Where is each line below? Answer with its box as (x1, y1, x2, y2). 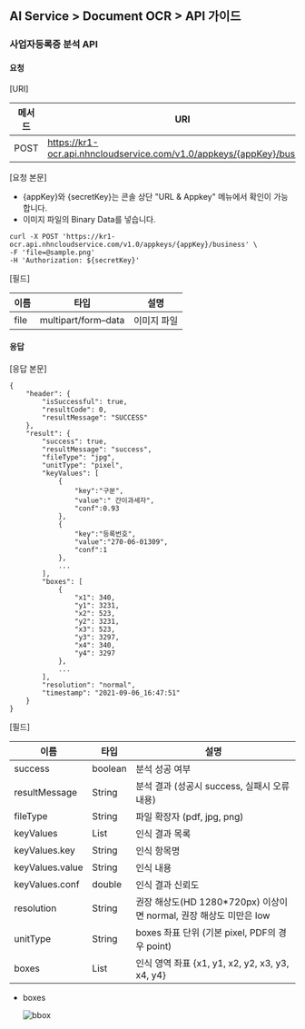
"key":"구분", (74, 486, 124, 495)
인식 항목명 (135, 844, 181, 856)
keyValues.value (14, 861, 84, 874)
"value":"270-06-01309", (74, 537, 169, 547)
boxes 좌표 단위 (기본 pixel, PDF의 (135, 925, 277, 938)
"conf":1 (74, 545, 107, 554)
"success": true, (42, 437, 107, 446)
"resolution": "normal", (42, 680, 136, 689)
